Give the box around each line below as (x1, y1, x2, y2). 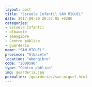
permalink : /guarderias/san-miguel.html (5, 74, 88, 79)
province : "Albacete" (5, 52, 49, 57)
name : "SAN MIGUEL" (5, 47, 45, 52)
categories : (5, 20, 29, 26)
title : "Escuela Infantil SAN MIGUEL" (5, 12, 83, 16)
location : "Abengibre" (5, 57, 51, 61)
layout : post (5, 7, 31, 12)
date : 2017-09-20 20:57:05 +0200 (5, 16, 73, 21)
